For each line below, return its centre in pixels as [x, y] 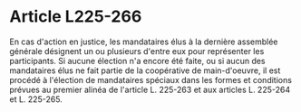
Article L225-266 [76, 17]
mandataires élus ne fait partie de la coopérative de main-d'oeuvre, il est [145, 70]
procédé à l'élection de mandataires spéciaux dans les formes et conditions [151, 79]
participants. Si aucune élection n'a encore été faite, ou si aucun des [137, 61]
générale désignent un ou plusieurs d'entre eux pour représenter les [137, 51]
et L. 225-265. [36, 99]
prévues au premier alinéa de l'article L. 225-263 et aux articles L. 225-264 [150, 89]
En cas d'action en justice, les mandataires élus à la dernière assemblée [144, 42]
